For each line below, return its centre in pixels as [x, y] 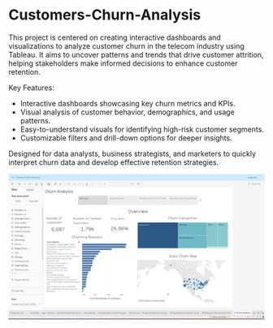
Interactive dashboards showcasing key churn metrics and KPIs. [128, 103]
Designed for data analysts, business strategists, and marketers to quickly [132, 153]
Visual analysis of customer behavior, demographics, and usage [128, 112]
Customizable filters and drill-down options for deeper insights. [126, 138]
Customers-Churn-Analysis [105, 15]
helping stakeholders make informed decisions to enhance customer [123, 63]
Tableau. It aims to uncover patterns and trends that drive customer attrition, [136, 54]
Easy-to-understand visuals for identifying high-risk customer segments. [142, 129]
